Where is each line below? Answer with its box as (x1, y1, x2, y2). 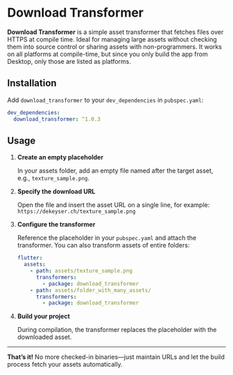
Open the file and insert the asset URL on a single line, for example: (17, 201, 210, 209)
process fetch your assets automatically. (7, 360, 123, 369)
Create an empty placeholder (17, 153, 104, 162)
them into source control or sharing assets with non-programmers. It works (7, 42, 222, 51)
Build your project (17, 312, 71, 320)
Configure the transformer (17, 220, 96, 229)
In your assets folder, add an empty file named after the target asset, (17, 166, 214, 175)
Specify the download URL (17, 187, 96, 195)
